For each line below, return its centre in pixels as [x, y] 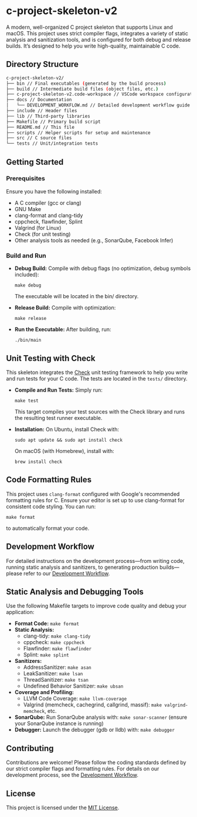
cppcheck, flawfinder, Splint [49, 221]
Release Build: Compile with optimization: [65, 308]
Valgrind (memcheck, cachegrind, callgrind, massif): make [93, 705]
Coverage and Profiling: [44, 692]
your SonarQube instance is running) [59, 723]
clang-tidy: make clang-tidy [57, 636]
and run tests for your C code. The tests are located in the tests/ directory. [97, 378]
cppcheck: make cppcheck [54, 642]
